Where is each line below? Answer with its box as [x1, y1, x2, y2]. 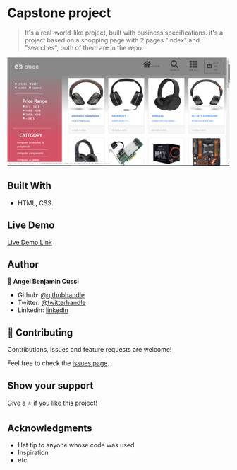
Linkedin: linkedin [17, 306, 68, 314]
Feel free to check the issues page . [7, 359, 109, 367]
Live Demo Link [7, 238, 53, 246]
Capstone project [7, 5, 111, 21]
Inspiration [17, 448, 49, 457]
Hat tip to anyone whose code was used [17, 440, 135, 449]
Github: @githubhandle [17, 291, 85, 299]
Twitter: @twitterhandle [17, 299, 86, 307]
